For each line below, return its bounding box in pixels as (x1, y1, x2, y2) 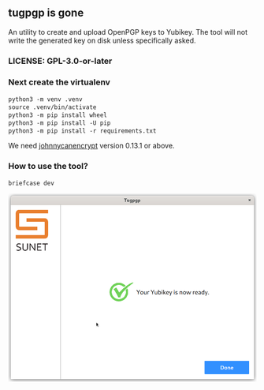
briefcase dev (8, 179, 55, 188)
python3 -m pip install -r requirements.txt (8, 127, 157, 135)
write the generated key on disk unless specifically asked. (8, 36, 196, 45)
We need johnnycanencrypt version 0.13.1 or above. (8, 141, 175, 151)
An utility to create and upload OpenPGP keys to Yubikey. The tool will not (8, 27, 248, 36)
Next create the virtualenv (8, 77, 110, 88)
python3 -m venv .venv (8, 96, 83, 103)
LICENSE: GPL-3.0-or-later (8, 55, 113, 66)
